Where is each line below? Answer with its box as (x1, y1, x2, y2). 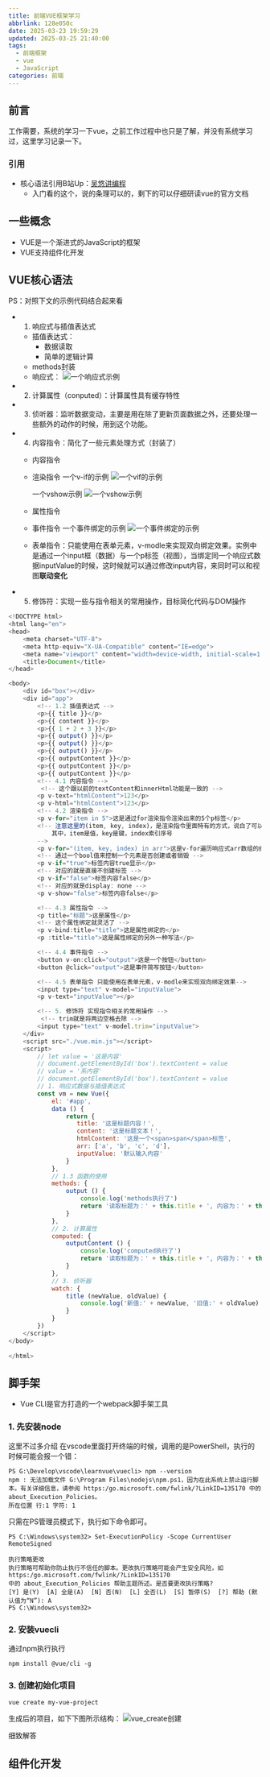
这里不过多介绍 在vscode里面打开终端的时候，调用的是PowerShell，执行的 (8, 1441, 256, 1451)
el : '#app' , (51, 1097, 92, 1105)
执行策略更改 (8, 1555, 45, 1564)
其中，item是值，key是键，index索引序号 (51, 829, 173, 838)
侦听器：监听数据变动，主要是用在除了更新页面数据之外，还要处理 (31, 409, 251, 419)
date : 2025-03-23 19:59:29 (8, 27, 99, 35)
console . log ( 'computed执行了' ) (80, 1247, 182, 1255)
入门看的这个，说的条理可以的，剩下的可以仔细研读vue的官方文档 (31, 188, 249, 198)
